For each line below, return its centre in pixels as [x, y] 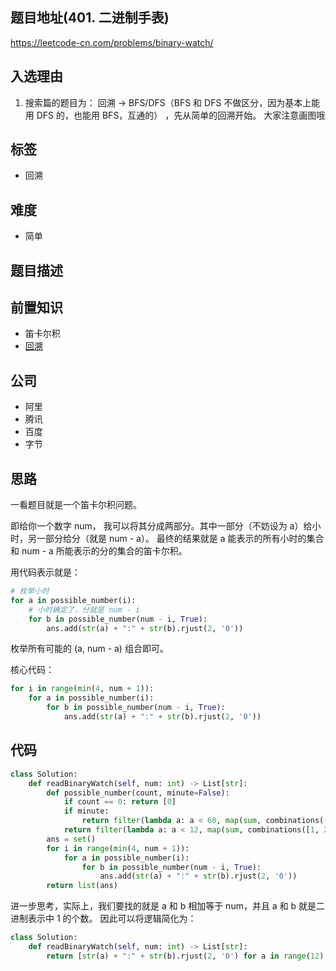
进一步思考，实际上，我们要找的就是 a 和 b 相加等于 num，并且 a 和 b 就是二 [168, 906]
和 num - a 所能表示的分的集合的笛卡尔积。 [99, 551]
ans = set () [71, 839]
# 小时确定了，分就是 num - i [84, 609]
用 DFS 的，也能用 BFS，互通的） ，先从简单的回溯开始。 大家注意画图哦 [175, 115]
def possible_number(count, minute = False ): [138, 793]
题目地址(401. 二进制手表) [90, 18]
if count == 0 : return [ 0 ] [120, 802]
